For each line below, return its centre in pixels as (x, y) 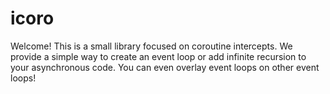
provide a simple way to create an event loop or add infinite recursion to (158, 56)
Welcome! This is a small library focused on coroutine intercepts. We (151, 46)
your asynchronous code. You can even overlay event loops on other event (165, 67)
